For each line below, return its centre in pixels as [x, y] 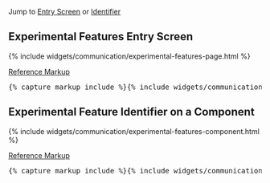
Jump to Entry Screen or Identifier [65, 12]
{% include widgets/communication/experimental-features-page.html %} [129, 56]
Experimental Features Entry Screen [101, 37]
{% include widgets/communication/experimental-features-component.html [134, 131]
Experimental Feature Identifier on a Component [131, 112]
